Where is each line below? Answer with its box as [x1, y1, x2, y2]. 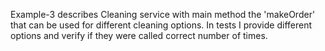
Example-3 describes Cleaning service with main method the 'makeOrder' [10, 9, 316, 20]
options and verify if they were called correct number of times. [10, 30, 268, 41]
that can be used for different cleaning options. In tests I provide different [10, 19, 312, 31]
